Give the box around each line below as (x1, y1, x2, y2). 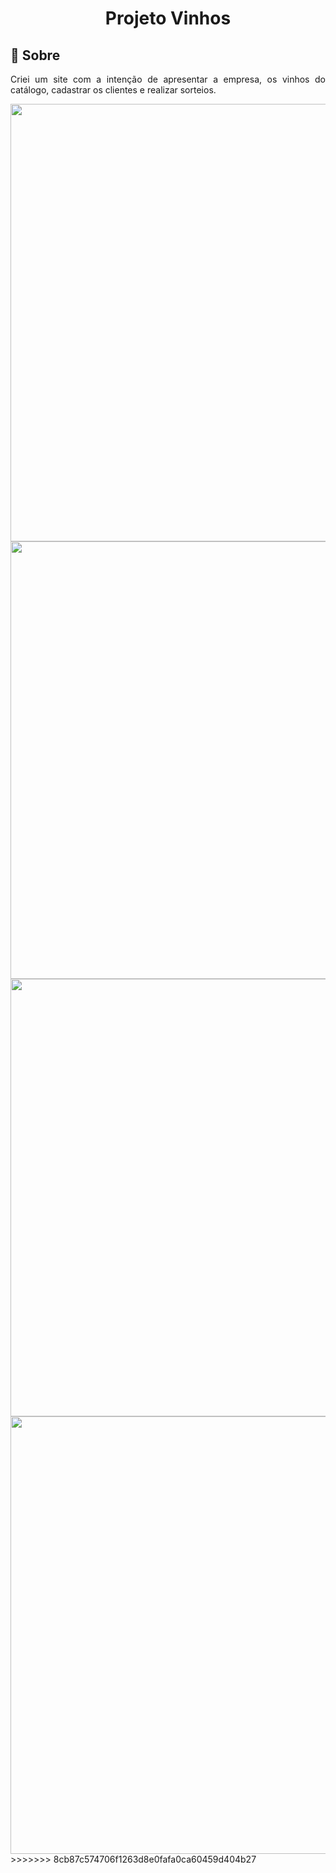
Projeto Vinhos (104, 7, 232, 30)
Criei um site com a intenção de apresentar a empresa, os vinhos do (10, 73, 326, 85)
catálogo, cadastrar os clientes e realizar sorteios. (10, 84, 217, 96)
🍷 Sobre (10, 47, 61, 64)
